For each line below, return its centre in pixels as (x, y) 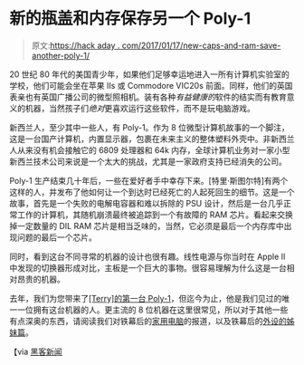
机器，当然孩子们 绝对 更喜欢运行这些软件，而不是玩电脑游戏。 (140, 108)
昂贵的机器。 (41, 279)
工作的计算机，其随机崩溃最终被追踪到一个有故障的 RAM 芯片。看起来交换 (155, 215)
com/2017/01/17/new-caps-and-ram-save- (201, 45)
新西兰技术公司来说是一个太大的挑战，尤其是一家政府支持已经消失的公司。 (148, 161)
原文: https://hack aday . (76, 45)
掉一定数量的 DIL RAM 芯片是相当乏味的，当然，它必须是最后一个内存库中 (147, 226)
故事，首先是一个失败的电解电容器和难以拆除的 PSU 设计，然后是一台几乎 (147, 203)
